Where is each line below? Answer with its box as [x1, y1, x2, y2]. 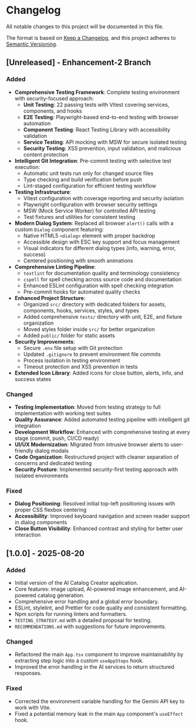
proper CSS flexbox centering [14, 506, 87, 514]
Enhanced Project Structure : [14, 294, 86, 301]
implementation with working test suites [14, 409, 111, 417]
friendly [14, 447, 34, 454]
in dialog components [14, 519, 67, 526]
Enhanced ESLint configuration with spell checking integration [23, 282, 174, 289]
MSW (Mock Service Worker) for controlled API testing [23, 207, 156, 214]
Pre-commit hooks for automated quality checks [23, 288, 141, 295]
